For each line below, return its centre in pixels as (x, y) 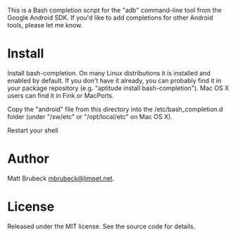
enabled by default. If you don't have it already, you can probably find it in (114, 80)
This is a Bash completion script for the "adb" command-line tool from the (114, 10)
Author (28, 159)
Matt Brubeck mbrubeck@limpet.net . (61, 178)
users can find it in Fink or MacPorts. (61, 95)
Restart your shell (33, 130)
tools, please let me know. (45, 25)
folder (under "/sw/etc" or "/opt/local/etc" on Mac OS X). (90, 116)
